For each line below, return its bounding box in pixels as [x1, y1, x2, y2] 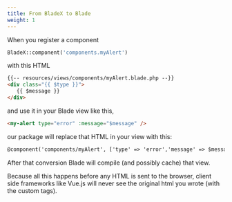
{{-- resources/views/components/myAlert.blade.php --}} [7, 75, 175, 82]
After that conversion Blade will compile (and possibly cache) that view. [7, 158, 211, 167]
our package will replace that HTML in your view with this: [7, 132, 173, 140]
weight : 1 [7, 17, 36, 24]
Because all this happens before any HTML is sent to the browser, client [7, 172, 212, 180]
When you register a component [7, 35, 99, 44]
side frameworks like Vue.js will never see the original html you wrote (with [7, 179, 220, 187]
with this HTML [7, 62, 50, 70]
